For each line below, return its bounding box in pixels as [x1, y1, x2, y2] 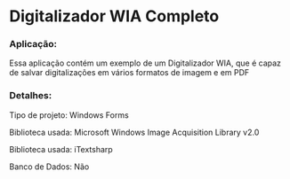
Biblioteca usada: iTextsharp [9, 144, 113, 154]
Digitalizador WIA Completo [9, 6, 220, 27]
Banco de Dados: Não [9, 161, 90, 172]
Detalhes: [9, 89, 52, 102]
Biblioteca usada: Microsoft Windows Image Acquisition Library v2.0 [9, 127, 260, 137]
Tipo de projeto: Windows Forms [9, 109, 129, 121]
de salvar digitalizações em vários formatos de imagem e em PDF [9, 67, 250, 78]
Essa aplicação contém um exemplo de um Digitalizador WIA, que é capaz [9, 58, 282, 68]
